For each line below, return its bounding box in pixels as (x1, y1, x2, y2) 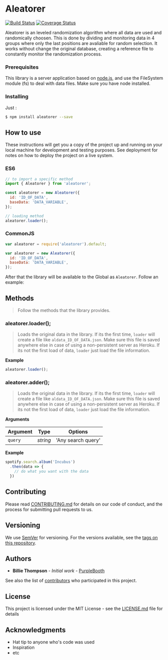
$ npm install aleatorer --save (5, 114, 73, 119)
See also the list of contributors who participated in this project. (5, 578, 137, 584)
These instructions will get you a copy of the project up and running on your (5, 142, 162, 148)
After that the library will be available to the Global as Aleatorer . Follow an (5, 274, 158, 280)
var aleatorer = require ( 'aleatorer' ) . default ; (5, 241, 107, 246)
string (37, 437, 51, 444)
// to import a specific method (5, 176, 73, 182)
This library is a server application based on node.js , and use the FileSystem (5, 75, 163, 81)
